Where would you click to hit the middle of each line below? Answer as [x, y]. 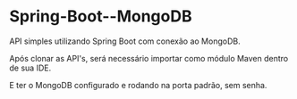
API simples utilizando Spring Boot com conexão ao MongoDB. [125, 41]
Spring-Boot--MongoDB [101, 16]
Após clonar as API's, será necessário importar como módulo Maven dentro [149, 58]
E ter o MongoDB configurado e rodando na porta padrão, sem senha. [138, 85]
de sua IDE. [30, 68]
